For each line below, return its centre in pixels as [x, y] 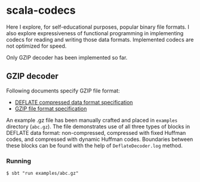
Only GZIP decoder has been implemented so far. [67, 57]
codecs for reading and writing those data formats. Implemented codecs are [100, 39]
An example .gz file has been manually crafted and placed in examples [92, 120]
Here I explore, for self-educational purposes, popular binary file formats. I [98, 27]
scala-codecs [41, 10]
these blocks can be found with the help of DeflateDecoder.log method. [95, 145]
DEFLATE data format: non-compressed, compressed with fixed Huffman [96, 132]
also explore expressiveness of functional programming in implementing [95, 33]
